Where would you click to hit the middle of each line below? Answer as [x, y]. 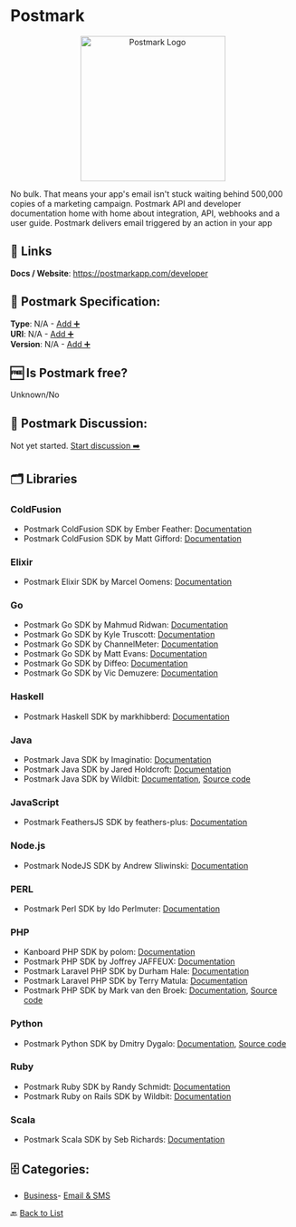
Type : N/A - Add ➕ [45, 324]
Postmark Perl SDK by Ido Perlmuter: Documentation [122, 909]
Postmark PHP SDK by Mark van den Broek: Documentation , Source [150, 990]
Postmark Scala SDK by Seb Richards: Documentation [124, 1140]
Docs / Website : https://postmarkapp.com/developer [110, 273]
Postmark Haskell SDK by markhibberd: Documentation [126, 716]
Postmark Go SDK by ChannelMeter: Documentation [121, 644]
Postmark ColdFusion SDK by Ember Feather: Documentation [138, 529]
